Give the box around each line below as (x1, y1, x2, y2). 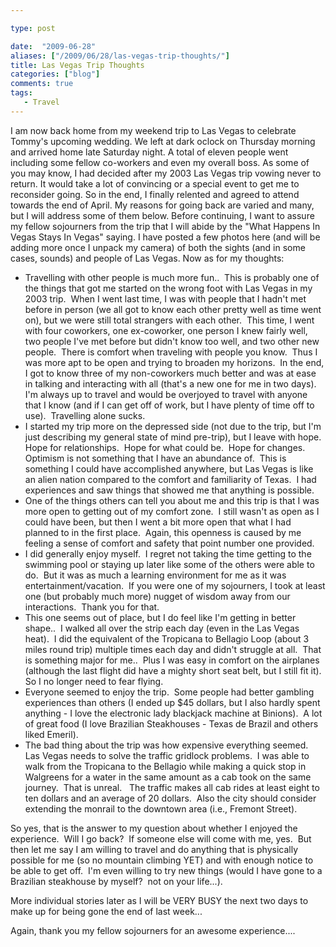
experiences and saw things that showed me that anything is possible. (24, 484, 315, 496)
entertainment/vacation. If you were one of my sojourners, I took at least (24, 579, 326, 591)
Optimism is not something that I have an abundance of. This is (24, 452, 287, 464)
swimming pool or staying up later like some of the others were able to (24, 558, 315, 570)
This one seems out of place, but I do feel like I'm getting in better (24, 611, 297, 623)
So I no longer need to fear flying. (24, 675, 164, 687)
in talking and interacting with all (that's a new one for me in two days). (24, 377, 317, 390)
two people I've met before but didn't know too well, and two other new (24, 335, 320, 347)
